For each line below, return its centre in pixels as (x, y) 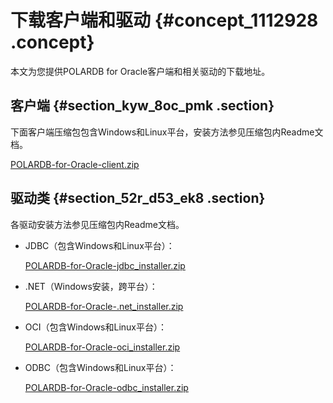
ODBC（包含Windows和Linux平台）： (100, 367)
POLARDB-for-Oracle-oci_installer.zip (102, 347)
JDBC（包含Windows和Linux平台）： (99, 245)
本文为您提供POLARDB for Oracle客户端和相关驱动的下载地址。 (140, 71)
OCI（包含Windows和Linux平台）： (96, 327)
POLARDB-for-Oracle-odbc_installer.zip (106, 387)
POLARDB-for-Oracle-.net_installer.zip (104, 306)
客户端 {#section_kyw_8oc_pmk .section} (142, 106)
